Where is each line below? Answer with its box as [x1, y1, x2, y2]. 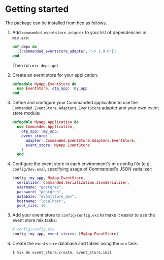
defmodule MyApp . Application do [12, 120, 79, 125]
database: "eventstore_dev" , [17, 194, 77, 199]
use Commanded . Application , [17, 125, 75, 130]
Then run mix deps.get [12, 62, 59, 68]
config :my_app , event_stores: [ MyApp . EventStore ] [12, 231, 119, 237]
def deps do [12, 44, 37, 49]
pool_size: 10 [17, 203, 46, 208]
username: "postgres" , [17, 184, 64, 190]
